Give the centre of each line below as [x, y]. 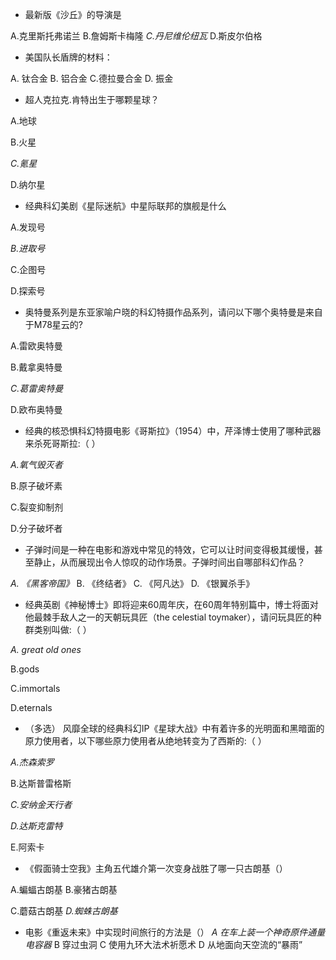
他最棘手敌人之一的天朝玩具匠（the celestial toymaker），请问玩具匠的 [168, 617]
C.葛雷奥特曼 [37, 388]
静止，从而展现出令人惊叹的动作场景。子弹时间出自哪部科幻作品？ [169, 562]
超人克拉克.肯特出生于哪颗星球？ [92, 99]
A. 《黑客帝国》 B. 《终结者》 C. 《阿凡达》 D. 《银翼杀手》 [132, 583]
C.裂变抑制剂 [37, 507]
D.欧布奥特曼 [36, 409]
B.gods [25, 669]
